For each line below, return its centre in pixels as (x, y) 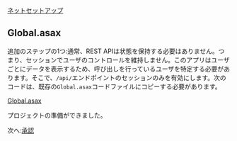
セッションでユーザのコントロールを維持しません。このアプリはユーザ (128, 60)
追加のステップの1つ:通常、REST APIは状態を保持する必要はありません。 (113, 51)
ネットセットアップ (35, 10)
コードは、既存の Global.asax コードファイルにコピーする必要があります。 (114, 86)
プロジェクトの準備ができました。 (57, 115)
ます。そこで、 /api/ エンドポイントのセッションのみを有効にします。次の (120, 77)
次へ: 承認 (21, 130)
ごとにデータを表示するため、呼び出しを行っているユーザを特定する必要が (116, 69)
